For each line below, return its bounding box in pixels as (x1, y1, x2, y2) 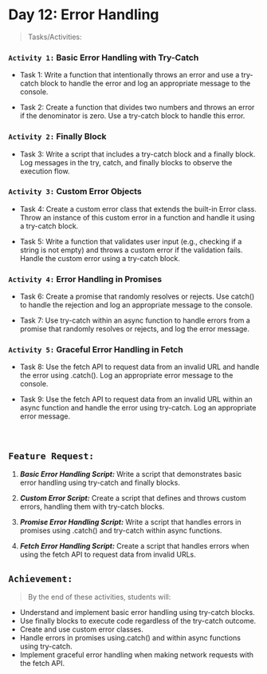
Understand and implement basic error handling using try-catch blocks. (19, 608, 255, 617)
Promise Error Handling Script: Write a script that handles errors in (19, 517, 241, 527)
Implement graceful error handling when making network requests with (19, 650, 253, 660)
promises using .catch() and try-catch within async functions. (19, 525, 222, 536)
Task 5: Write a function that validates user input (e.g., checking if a (19, 236, 242, 246)
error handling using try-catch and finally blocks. (19, 478, 181, 488)
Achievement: (8, 573, 73, 585)
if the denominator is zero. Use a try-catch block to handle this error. (19, 111, 245, 121)
